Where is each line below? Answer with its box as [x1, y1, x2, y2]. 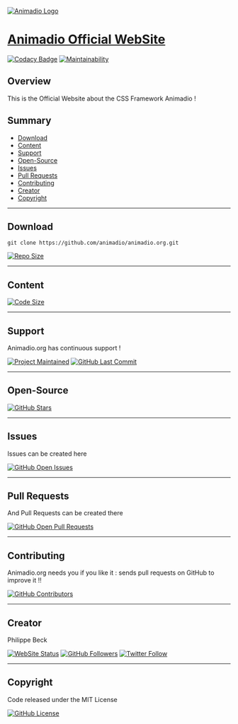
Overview [7, 75, 52, 88]
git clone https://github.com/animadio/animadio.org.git [7, 239, 179, 247]
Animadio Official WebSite [7, 32, 166, 47]
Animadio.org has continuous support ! [7, 344, 121, 352]
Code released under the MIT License [7, 695, 118, 703]
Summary [7, 115, 52, 127]
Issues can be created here [7, 449, 87, 458]
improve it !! [7, 576, 42, 585]
